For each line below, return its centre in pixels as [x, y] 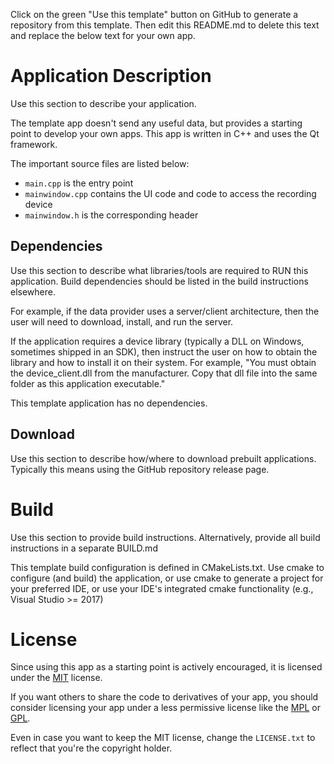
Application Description [111, 76]
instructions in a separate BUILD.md [84, 548]
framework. [34, 144]
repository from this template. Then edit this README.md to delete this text [165, 25]
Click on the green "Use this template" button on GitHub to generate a [154, 14]
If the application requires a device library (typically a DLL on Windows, [157, 341]
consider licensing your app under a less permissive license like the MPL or [165, 708]
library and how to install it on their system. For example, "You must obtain [163, 362]
